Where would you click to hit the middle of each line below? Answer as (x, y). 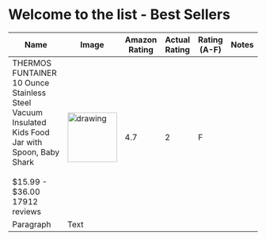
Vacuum (28, 112)
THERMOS (32, 63)
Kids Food (31, 132)
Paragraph (32, 224)
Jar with (27, 142)
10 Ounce (31, 82)
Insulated (29, 122)
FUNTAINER (34, 73)
